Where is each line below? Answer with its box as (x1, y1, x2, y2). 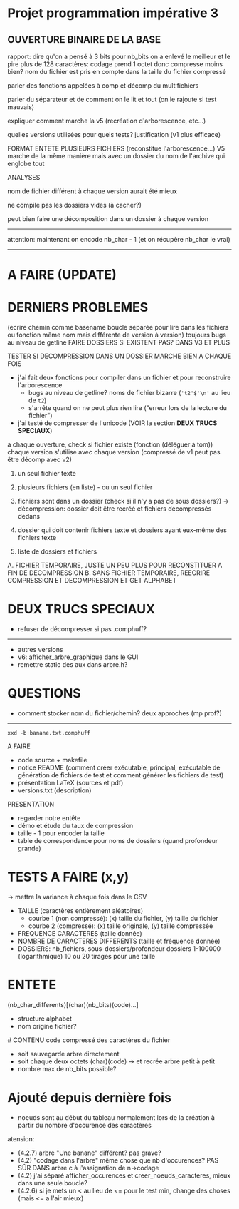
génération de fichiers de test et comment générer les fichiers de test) (17, 771, 224, 779)
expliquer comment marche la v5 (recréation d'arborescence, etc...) (7, 116, 206, 125)
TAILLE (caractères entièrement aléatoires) (17, 906, 144, 914)
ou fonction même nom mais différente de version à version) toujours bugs (7, 330, 226, 340)
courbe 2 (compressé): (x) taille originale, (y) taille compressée (28, 922, 213, 930)
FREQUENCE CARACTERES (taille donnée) (17, 929, 142, 937)
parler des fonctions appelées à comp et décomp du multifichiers (7, 81, 199, 90)
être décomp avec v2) (7, 455, 73, 464)
